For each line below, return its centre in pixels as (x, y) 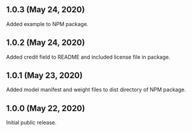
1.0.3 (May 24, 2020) (45, 10)
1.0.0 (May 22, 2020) (45, 108)
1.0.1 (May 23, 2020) (45, 75)
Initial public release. (32, 123)
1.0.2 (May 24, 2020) (45, 43)
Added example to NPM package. (47, 24)
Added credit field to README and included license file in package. (88, 57)
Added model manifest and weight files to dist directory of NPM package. (96, 90)
